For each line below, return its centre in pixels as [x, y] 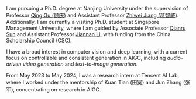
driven [14, 64]
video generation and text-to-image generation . [80, 64]
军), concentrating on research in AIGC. [54, 89]
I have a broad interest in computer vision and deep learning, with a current [97, 52]
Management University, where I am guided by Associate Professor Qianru [96, 28]
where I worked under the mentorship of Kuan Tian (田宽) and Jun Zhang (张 [98, 82]
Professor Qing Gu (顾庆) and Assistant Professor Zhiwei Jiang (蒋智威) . [92, 15]
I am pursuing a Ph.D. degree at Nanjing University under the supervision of [97, 8]
